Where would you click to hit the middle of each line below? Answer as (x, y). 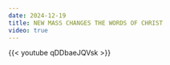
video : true (28, 30)
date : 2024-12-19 (37, 15)
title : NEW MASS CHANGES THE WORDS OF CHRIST (85, 23)
